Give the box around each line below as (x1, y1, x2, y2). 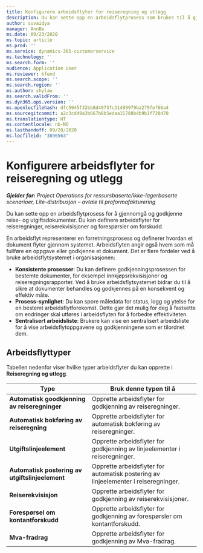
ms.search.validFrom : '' (6, 93, 69, 99)
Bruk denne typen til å (110, 384, 176, 392)
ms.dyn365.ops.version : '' (6, 99, 74, 105)
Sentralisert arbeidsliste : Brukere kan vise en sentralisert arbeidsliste (14, 317, 189, 324)
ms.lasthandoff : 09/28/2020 (6, 127, 77, 133)
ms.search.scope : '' (6, 76, 59, 82)
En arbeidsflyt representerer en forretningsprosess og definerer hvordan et (6, 234, 193, 242)
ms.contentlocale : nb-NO (6, 122, 69, 128)
